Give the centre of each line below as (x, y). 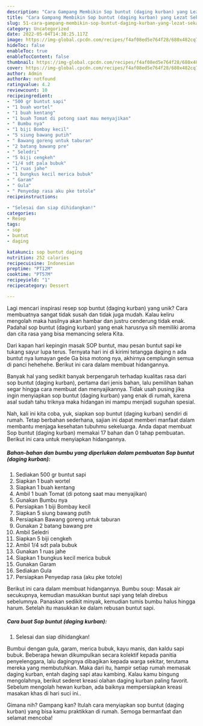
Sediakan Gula (33, 571)
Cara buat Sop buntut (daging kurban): (57, 622)
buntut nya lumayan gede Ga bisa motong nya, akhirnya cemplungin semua (100, 358)
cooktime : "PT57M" (30, 275)
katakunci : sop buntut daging (45, 252)
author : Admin (25, 74)
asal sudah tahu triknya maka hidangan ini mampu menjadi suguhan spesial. (101, 402)
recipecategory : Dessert (38, 286)
